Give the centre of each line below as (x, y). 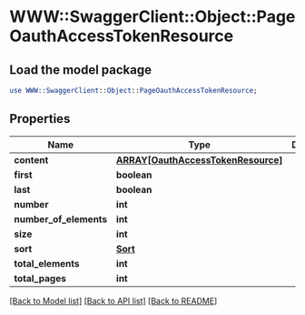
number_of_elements (61, 218)
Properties (40, 119)
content (31, 159)
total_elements (47, 263)
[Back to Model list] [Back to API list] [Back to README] (113, 300)
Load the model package (81, 70)
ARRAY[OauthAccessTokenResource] (200, 159)
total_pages (40, 278)
